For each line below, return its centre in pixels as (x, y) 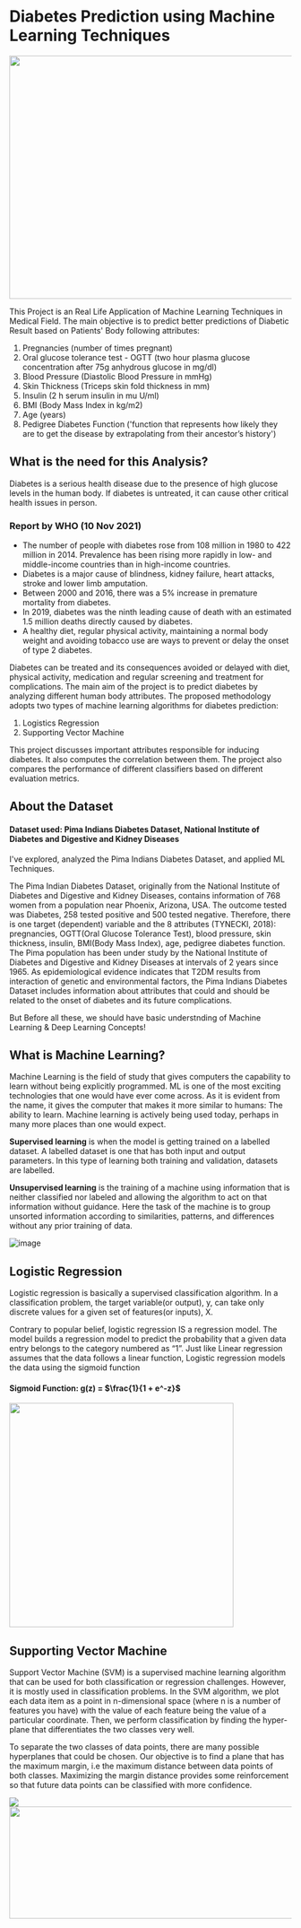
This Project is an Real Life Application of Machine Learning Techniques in (146, 311)
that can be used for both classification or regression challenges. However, (148, 1682)
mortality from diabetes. (67, 603)
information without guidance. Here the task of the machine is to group (140, 1207)
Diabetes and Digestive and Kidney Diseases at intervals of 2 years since (144, 962)
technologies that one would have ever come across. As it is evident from (145, 1096)
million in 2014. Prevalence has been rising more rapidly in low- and (147, 555)
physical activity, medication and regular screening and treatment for (137, 677)
